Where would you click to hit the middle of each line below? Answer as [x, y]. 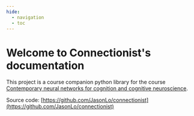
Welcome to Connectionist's [79, 53]
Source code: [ [25, 100]
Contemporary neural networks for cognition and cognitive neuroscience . [97, 88]
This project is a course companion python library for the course [86, 82]
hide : [13, 12]
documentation [45, 65]
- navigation [28, 17]
